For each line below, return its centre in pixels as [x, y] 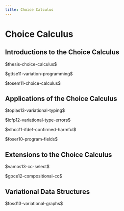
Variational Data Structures [48, 192]
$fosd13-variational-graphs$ [34, 204]
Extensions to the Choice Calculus [59, 155]
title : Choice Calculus [29, 10]
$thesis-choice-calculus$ [31, 64]
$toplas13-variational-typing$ [35, 110]
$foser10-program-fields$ [31, 139]
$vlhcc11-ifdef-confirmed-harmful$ [41, 130]
